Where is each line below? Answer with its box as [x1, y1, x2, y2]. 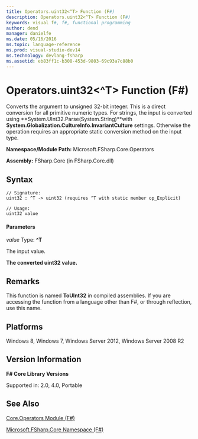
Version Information [6, 355, 82, 365]
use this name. [6, 305, 42, 312]
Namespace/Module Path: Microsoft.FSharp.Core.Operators [6, 146, 154, 153]
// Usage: [6, 206, 31, 212]
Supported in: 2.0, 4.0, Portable [6, 382, 83, 389]
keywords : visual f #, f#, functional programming [6, 19, 131, 25]
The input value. [6, 248, 46, 255]
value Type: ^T [6, 236, 43, 243]
